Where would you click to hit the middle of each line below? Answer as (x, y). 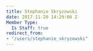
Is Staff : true (30, 28)
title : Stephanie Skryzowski (42, 11)
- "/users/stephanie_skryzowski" (47, 39)
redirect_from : (25, 33)
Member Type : (22, 22)
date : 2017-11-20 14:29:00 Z (42, 17)
